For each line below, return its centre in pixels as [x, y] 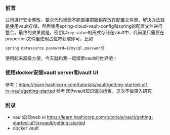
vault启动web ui [29, 117]
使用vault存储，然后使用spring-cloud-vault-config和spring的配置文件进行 [86, 26]
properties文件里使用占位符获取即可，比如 [49, 39]
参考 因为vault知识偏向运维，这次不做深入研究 [104, 91]
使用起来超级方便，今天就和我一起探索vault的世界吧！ [61, 58]
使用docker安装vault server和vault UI [52, 73]
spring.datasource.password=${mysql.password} [55, 48]
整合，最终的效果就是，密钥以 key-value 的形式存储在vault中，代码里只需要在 [85, 32]
